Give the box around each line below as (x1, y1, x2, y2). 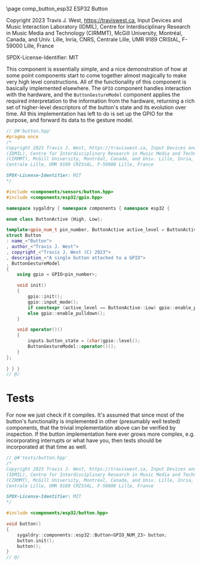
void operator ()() (17, 327, 63, 333)
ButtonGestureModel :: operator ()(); (28, 343, 117, 349)
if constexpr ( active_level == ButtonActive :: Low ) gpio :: (28, 304, 175, 311)
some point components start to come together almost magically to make (6, 72, 187, 79)
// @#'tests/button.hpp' (6, 455, 68, 461)
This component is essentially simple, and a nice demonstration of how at (6, 65, 187, 73)
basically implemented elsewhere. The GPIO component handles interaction (6, 85, 191, 92)
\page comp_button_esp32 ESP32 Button (6, 5, 108, 12)
